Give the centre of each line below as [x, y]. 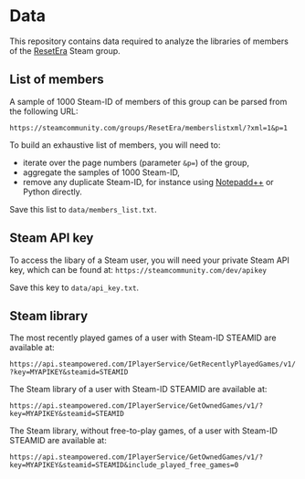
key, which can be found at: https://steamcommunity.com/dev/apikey [138, 269]
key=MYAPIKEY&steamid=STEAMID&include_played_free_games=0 [124, 465]
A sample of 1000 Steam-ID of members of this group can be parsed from [148, 101]
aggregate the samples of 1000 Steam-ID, [101, 172]
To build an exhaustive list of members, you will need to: [115, 145]
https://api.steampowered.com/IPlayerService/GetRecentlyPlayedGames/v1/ [153, 364]
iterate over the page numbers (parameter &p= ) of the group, [136, 162]
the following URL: [44, 111]
